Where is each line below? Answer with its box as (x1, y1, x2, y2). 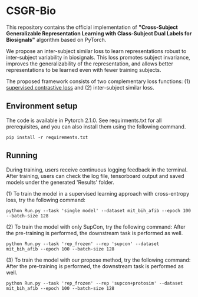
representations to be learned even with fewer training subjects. (6, 66, 161, 73)
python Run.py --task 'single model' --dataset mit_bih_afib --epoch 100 (6, 207, 192, 213)
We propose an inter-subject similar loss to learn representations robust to (6, 47, 187, 54)
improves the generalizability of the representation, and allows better (6, 60, 174, 67)
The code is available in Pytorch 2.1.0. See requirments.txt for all (6, 117, 162, 124)
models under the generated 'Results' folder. (6, 179, 115, 186)
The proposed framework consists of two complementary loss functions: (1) (6, 78, 190, 85)
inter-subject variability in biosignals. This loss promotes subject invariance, (6, 54, 190, 61)
